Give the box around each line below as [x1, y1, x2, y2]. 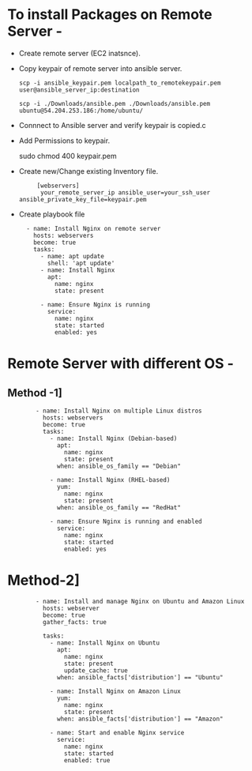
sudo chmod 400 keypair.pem [18, 151, 117, 160]
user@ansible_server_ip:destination [18, 85, 140, 94]
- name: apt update [39, 252, 104, 260]
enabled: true [63, 756, 111, 764]
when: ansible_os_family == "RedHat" [57, 503, 181, 511]
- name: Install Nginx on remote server [26, 224, 161, 232]
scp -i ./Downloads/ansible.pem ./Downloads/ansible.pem [18, 100, 211, 107]
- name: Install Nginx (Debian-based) [49, 434, 178, 442]
